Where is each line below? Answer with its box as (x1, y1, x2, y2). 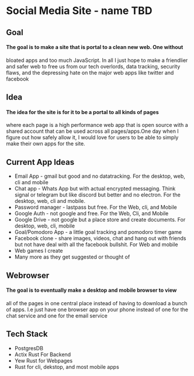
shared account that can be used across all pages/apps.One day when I (6, 127, 179, 135)
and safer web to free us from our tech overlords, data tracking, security (6, 63, 181, 70)
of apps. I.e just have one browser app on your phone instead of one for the (6, 306, 189, 313)
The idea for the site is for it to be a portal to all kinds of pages (6, 108, 159, 115)
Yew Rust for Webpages (14, 357, 73, 364)
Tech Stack (6, 329, 48, 339)
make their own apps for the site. (6, 140, 86, 147)
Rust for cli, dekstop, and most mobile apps (14, 363, 120, 370)
